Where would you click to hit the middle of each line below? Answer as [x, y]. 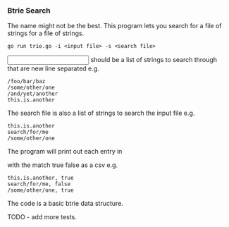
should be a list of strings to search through [154, 60]
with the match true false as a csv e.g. [63, 165]
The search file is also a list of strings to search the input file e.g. [101, 113]
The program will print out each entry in [65, 152]
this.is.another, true [41, 178]
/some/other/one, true [41, 190]
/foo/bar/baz [26, 82]
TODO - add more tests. [42, 217]
